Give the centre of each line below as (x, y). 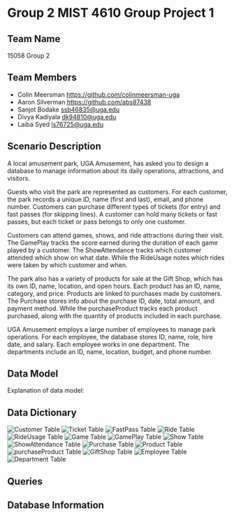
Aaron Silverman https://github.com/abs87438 (84, 102)
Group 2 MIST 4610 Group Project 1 (111, 13)
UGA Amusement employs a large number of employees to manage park (112, 329)
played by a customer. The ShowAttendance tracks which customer (104, 250)
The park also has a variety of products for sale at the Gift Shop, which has (115, 278)
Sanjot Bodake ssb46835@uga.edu (68, 109)
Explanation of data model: (46, 391)
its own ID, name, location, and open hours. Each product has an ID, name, (114, 286)
